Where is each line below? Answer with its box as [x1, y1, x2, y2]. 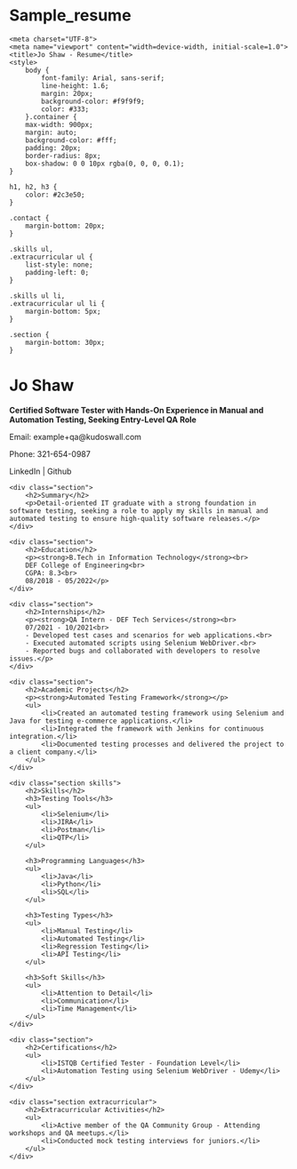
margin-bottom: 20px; [25, 221, 105, 230]
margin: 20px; [41, 89, 93, 98]
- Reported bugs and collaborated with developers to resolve [25, 646, 261, 655]
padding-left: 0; [25, 268, 90, 276]
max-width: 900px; [25, 120, 93, 129]
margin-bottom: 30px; [25, 338, 105, 347]
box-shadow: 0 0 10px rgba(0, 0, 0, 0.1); [25, 159, 185, 168]
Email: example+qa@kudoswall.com [9, 431, 142, 442]
